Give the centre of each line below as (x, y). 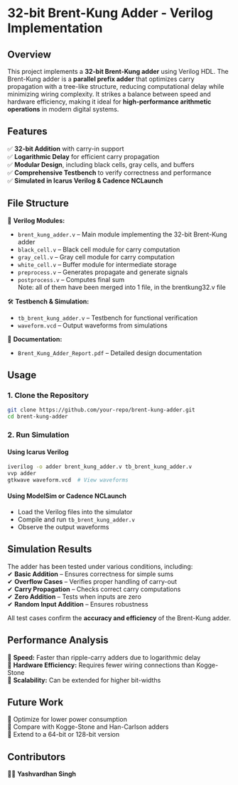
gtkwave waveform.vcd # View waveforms (68, 480)
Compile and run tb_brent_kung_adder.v (76, 519)
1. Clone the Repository (48, 395)
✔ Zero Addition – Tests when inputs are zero (75, 596)
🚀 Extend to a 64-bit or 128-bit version (63, 735)
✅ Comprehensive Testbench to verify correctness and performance (109, 173)
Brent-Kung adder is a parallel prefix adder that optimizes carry (101, 79)
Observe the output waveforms (63, 527)
